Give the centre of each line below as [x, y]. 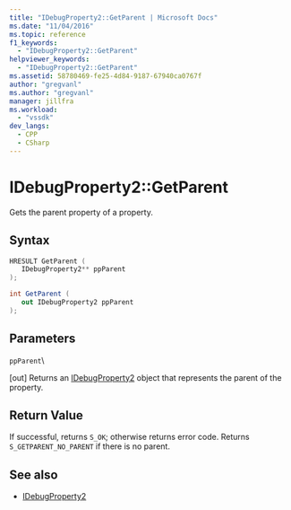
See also [34, 475]
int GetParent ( [39, 294]
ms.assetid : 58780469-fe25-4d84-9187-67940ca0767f [106, 76]
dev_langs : [30, 127]
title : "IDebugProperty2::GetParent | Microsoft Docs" [114, 18]
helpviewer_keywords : [50, 59]
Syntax [30, 240]
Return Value [46, 415]
